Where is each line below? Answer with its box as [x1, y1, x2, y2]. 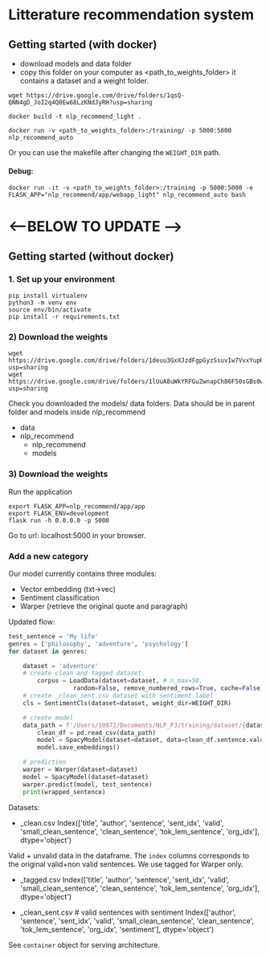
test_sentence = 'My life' [8, 632, 99, 640]
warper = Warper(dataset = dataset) [22, 765, 138, 774]
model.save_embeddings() [37, 744, 121, 752]
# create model [22, 713, 74, 722]
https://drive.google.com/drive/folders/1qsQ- [26, 92, 185, 100]
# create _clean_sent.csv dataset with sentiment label [22, 692, 215, 700]
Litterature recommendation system [8, 6, 255, 24]
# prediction [22, 758, 67, 766]
